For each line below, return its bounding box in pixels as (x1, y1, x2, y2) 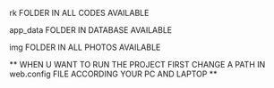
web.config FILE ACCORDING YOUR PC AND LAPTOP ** (9, 68, 218, 79)
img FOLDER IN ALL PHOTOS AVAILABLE (9, 42, 161, 52)
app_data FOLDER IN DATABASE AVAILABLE (9, 25, 173, 35)
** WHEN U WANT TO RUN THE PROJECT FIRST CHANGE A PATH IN (9, 60, 266, 69)
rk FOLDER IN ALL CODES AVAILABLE (9, 8, 150, 18)
